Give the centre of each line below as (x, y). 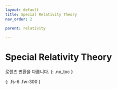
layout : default (22, 10)
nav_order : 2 (19, 19)
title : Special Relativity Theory (41, 14)
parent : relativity (25, 28)
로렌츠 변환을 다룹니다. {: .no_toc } (39, 72)
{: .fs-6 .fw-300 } (23, 82)
